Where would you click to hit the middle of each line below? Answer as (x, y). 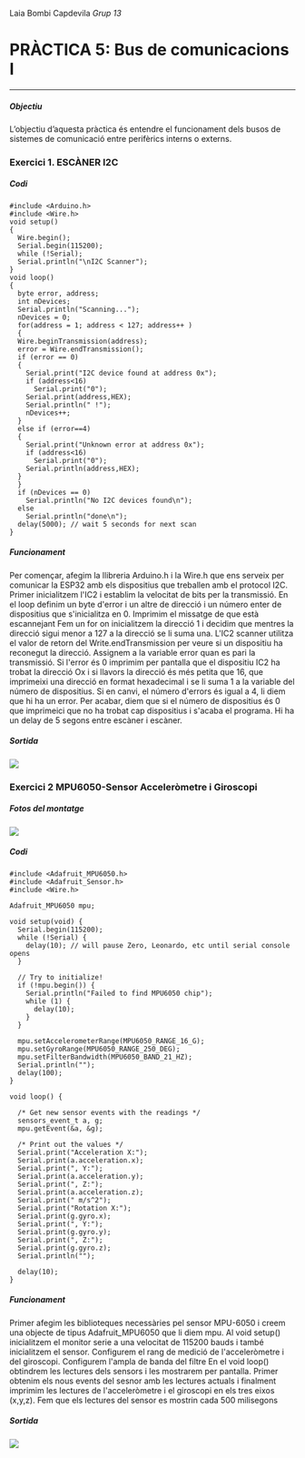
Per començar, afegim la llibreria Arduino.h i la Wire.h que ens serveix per (147, 575)
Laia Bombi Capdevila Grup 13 (66, 13)
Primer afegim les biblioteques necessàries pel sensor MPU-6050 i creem (148, 1322)
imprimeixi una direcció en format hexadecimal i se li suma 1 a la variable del (152, 681)
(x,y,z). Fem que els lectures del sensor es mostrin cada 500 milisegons (144, 1400)
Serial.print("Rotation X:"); (74, 1208)
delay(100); (40, 1072)
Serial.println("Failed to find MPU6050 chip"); (119, 993)
